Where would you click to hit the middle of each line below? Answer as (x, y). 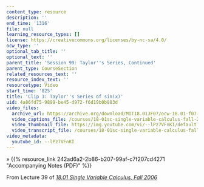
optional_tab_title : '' (36, 52)
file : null (20, 29)
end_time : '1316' (28, 23)
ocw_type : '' (23, 46)
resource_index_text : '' (38, 80)
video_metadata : (27, 136)
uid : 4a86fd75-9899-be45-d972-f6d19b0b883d (62, 102)
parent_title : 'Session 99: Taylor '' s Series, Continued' (81, 63)
